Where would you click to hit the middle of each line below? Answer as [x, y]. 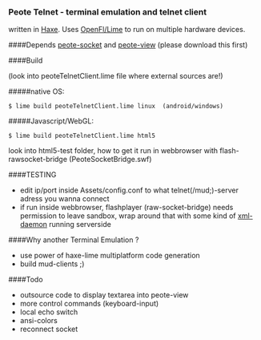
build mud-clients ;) [52, 264]
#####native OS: [36, 91]
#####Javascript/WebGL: [51, 121]
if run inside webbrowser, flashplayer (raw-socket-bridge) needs [126, 208]
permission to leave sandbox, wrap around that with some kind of [128, 216]
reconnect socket [49, 329]
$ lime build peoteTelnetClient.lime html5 [82, 136]
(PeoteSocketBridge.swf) [110, 160]
